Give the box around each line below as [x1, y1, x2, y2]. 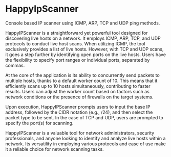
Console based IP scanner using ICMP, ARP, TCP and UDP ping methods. [5, 20, 160, 26]
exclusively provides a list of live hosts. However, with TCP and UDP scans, [5, 46, 164, 52]
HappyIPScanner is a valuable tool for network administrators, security [5, 129, 155, 136]
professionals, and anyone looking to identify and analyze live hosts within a [5, 135, 166, 141]
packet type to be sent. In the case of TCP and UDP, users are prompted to [5, 114, 164, 120]
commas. [5, 62, 25, 68]
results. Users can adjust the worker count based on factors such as [5, 88, 149, 94]
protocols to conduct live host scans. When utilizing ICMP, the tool [5, 40, 145, 46]
